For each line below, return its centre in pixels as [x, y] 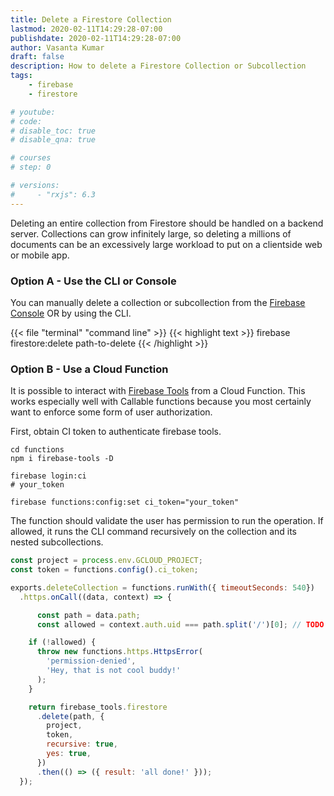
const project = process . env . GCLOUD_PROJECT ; [106, 561]
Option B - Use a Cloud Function [89, 369]
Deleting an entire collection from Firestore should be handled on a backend [167, 223]
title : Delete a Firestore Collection [91, 19]
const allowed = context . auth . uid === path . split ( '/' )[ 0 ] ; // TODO [180, 624]
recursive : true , [82, 744]
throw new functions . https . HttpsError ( [119, 652]
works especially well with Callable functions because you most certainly [161, 402]
